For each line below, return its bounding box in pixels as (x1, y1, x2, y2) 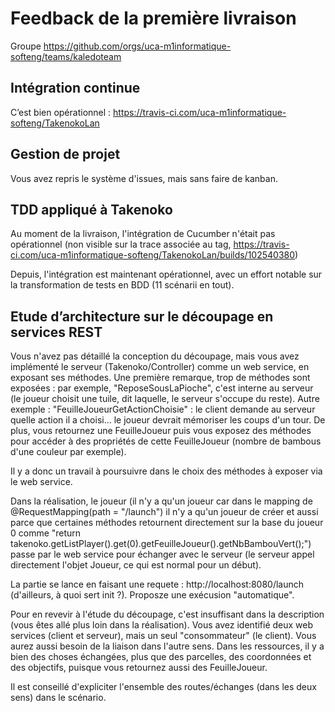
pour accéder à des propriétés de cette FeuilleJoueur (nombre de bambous (10, 435, 322, 447)
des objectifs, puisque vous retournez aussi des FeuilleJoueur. (10, 662, 268, 674)
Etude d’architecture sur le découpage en (10, 308, 274, 325)
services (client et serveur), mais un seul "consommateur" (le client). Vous (10, 630, 317, 642)
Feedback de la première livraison (10, 7, 297, 30)
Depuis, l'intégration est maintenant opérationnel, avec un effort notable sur (10, 268, 323, 281)
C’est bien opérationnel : (10, 106, 112, 118)
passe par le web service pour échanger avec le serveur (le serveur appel (10, 548, 315, 561)
